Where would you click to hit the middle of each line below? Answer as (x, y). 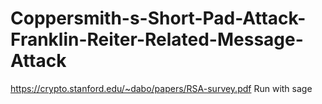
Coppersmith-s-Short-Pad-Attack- (158, 18)
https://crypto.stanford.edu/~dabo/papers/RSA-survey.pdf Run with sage (161, 88)
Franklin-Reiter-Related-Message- (157, 39)
